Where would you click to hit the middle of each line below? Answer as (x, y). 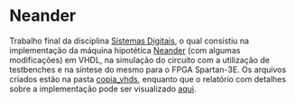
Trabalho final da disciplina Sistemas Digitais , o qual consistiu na (129, 41)
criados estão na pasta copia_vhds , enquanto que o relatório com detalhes (148, 79)
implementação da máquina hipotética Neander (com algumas (125, 50)
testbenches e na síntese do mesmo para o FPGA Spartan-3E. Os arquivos (148, 70)
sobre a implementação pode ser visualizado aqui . (103, 89)
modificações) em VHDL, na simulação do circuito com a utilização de (140, 60)
